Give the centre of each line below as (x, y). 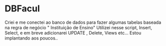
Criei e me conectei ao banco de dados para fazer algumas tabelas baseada (83, 22)
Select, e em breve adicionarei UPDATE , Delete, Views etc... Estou (73, 33)
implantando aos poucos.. (31, 38)
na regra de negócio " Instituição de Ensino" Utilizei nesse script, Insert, (79, 27)
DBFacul (22, 9)
